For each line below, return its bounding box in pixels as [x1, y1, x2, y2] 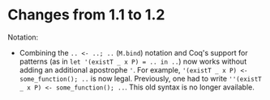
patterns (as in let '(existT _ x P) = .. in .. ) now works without [19, 56, 247, 66]
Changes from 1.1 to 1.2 [7, 6, 165, 24]
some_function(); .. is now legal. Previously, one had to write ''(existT [19, 73, 262, 83]
